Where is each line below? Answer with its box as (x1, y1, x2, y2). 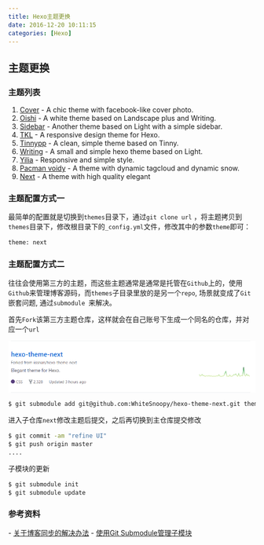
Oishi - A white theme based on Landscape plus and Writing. (19, 114, 217, 123)
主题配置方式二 (8, 259, 65, 270)
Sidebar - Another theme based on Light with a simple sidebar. (19, 122, 222, 131)
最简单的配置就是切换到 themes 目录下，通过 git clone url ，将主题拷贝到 (8, 212, 242, 221)
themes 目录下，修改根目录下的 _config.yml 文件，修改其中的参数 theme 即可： (8, 222, 251, 232)
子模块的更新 (8, 463, 49, 473)
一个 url (14, 324, 40, 334)
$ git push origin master (8, 440, 93, 448)
